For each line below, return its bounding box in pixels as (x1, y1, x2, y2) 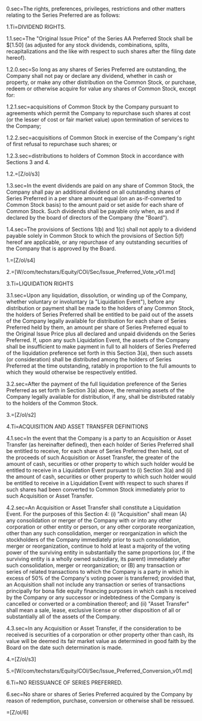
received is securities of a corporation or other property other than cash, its (6, 631, 194, 638)
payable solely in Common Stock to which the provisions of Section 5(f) (6, 232, 185, 239)
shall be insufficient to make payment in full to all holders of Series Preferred (6, 343, 197, 350)
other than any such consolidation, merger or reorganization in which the (6, 530, 188, 536)
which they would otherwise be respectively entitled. (6, 369, 137, 376)
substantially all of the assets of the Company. (6, 613, 121, 620)
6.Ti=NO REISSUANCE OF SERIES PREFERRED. (6, 679, 123, 686)
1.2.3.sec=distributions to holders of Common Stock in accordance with (6, 152, 184, 159)
